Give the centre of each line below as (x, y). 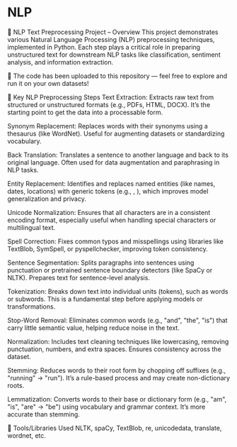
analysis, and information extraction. (60, 62)
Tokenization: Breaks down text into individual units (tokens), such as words (118, 291)
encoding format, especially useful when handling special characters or (112, 220)
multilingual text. (31, 227)
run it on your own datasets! (48, 83)
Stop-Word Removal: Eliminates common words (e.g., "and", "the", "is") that (117, 320)
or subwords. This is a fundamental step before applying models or (105, 299)
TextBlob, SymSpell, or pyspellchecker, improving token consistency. (108, 248)
